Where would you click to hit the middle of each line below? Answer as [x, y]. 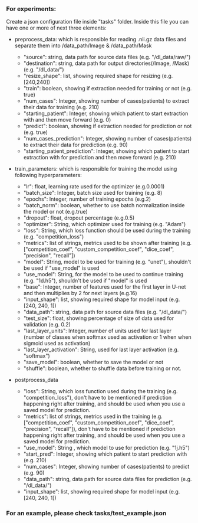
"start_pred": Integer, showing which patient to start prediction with [105, 454]
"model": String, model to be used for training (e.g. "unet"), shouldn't [107, 262]
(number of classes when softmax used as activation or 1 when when [107, 337]
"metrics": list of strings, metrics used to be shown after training [101, 243]
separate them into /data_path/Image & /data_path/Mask [83, 45]
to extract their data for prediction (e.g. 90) [75, 145]
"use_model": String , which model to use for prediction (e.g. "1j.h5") [107, 448]
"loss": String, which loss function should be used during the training [107, 231]
